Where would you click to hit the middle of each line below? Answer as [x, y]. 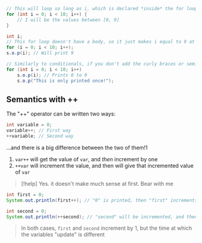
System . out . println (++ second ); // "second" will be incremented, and [95, 217]
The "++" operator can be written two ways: [61, 114]
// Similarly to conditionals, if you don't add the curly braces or [95, 64]
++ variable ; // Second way [40, 136]
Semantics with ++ [42, 99]
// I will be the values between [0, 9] [68, 20]
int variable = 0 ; [29, 125]
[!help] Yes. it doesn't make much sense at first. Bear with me [97, 183]
